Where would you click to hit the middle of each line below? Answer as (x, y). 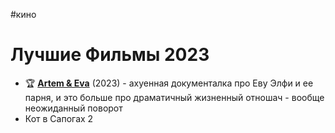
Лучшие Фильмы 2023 (110, 55)
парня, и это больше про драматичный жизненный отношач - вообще (174, 97)
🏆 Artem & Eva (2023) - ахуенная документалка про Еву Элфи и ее (169, 83)
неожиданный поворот (73, 108)
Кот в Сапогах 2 (59, 118)
